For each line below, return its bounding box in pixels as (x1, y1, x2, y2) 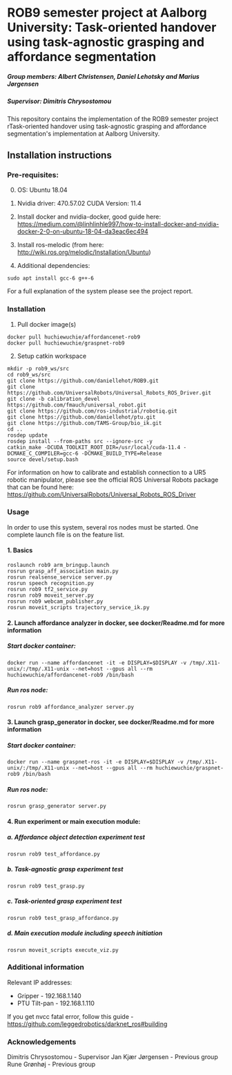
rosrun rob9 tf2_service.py (7, 586, 88, 593)
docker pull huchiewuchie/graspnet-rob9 (7, 339, 126, 347)
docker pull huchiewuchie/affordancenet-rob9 (7, 334, 140, 341)
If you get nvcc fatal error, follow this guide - (7, 1012, 134, 1020)
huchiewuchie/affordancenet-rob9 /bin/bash (7, 671, 135, 678)
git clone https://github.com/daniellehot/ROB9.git (7, 377, 159, 384)
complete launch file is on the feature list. (7, 530, 125, 539)
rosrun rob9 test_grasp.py (7, 883, 85, 889)
